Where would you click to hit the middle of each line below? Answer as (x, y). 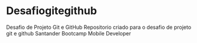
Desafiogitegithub (52, 11)
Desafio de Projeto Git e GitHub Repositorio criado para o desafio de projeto (99, 27)
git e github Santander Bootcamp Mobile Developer (69, 33)
